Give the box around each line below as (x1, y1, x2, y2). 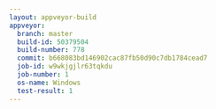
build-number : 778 (17, 46, 86, 54)
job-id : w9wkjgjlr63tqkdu (17, 62, 113, 71)
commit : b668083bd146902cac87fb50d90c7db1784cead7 (17, 54, 208, 62)
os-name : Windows (17, 78, 81, 87)
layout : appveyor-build (9, 12, 97, 22)
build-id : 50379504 (17, 37, 89, 47)
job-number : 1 (17, 70, 69, 79)
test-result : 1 (17, 86, 73, 95)
